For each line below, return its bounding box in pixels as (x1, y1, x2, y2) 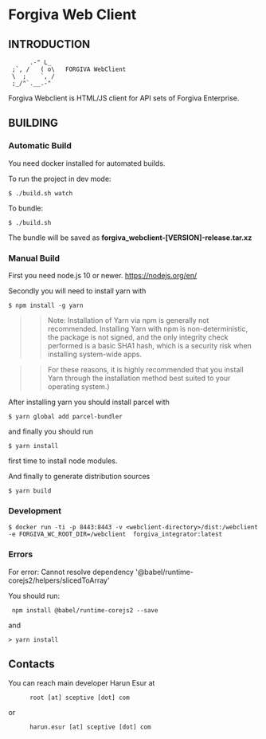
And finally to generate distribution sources (8, 471, 151, 481)
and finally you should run (8, 426, 94, 436)
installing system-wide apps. (47, 349, 143, 359)
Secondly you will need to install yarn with (8, 285, 147, 296)
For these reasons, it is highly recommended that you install (47, 364, 244, 374)
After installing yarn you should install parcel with (8, 397, 170, 407)
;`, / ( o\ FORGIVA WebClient (11, 65, 127, 73)
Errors (8, 548, 33, 560)
